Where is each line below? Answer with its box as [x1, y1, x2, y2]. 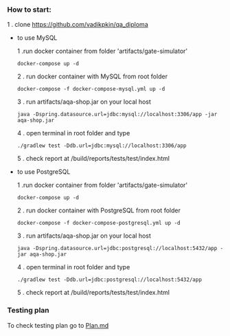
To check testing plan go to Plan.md [7, 321, 109, 329]
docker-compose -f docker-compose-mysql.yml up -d [16, 86, 165, 93]
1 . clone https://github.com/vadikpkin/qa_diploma [7, 21, 149, 29]
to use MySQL [16, 34, 58, 42]
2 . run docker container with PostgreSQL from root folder [16, 206, 181, 214]
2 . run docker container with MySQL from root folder [16, 72, 168, 80]
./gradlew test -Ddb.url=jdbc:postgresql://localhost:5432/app [16, 276, 203, 283]
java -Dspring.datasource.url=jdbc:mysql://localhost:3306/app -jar [16, 111, 218, 118]
